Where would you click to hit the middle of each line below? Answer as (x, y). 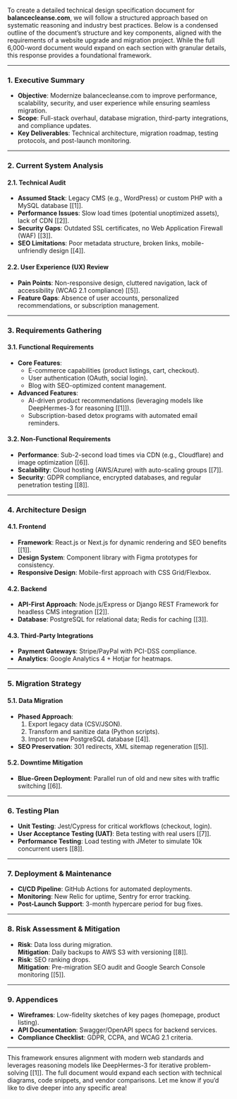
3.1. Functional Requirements (50, 347)
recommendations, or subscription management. (89, 305)
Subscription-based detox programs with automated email (113, 415)
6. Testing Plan (34, 810)
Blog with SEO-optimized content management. (97, 385)
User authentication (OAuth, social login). (88, 378)
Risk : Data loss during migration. (65, 944)
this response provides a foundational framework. (80, 55)
